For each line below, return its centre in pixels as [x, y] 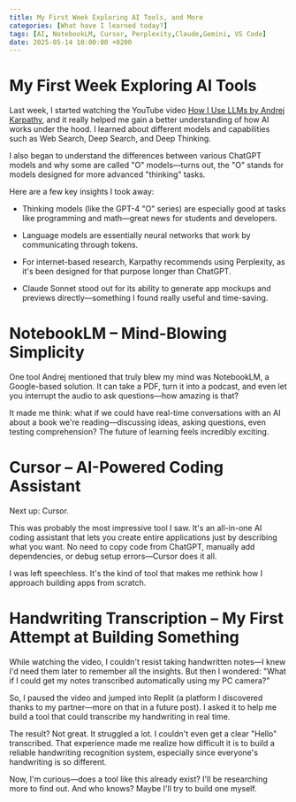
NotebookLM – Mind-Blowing [118, 334]
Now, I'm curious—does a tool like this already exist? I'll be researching [138, 779]
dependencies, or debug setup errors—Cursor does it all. [113, 556]
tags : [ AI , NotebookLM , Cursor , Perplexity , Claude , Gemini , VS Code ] [138, 34]
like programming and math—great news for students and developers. [149, 219]
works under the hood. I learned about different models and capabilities [140, 129]
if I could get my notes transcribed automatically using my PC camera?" [140, 681]
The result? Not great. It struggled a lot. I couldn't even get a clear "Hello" [143, 734]
